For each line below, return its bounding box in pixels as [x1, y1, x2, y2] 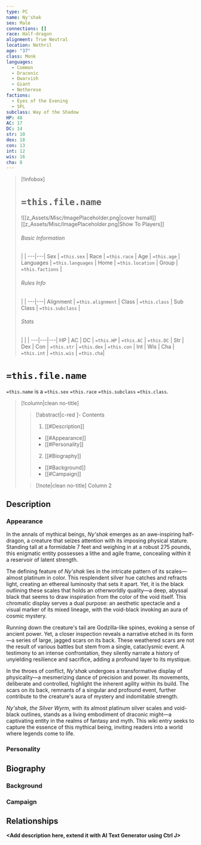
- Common [11, 64, 33, 71]
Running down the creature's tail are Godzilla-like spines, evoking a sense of [6, 624, 195, 631]
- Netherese [11, 87, 42, 93]
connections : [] [6, 25, 47, 32]
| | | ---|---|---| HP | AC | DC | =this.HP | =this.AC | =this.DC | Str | [20, 336, 184, 343]
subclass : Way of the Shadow [6, 109, 79, 115]
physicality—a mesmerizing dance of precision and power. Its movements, [6, 674, 190, 681]
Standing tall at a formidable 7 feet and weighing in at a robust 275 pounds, [6, 544, 191, 551]
